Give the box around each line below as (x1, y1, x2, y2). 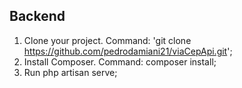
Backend (9, 8, 66, 25)
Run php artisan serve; (23, 66, 118, 78)
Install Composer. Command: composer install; (23, 55, 217, 68)
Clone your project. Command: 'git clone (23, 34, 192, 46)
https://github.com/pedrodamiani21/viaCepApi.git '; (23, 45, 233, 57)
